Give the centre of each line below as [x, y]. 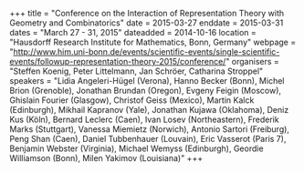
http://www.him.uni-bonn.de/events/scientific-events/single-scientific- [147, 52]
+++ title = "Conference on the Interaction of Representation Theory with [147, 13]
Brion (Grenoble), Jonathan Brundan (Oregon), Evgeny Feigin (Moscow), [145, 91]
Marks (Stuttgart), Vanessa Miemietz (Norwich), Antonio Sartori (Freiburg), [150, 129]
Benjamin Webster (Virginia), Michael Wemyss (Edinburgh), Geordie [136, 148]
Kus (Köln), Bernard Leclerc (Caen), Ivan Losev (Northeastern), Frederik [145, 119]
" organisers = [252, 61]
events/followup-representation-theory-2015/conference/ [118, 61]
